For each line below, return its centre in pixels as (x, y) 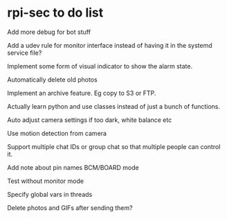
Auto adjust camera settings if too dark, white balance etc (90, 120)
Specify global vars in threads (50, 194)
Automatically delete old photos (53, 79)
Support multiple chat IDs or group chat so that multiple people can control (114, 146)
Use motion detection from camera (57, 133)
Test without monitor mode (46, 181)
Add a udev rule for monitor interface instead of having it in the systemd (110, 45)
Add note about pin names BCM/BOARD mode (73, 167)
